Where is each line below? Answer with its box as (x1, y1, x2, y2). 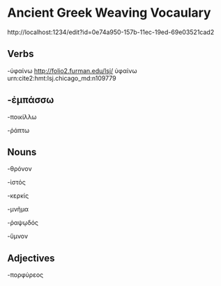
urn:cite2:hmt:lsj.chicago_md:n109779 (7, 74, 116, 82)
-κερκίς (7, 191, 29, 200)
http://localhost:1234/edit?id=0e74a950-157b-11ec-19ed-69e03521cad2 (7, 28, 215, 36)
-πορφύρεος (7, 271, 44, 279)
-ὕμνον (7, 232, 29, 241)
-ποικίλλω (7, 113, 37, 121)
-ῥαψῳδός (7, 219, 39, 227)
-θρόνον (7, 165, 33, 173)
